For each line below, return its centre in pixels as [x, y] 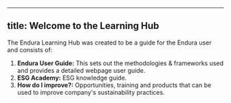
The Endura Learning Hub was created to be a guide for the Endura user [109, 43]
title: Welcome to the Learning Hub [83, 26]
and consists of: [30, 49]
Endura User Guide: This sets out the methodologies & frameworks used [120, 63]
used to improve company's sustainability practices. [91, 92]
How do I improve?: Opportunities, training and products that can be [114, 85]
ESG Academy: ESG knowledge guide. [72, 78]
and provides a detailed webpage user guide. [81, 70]
